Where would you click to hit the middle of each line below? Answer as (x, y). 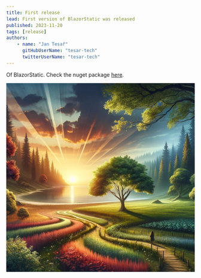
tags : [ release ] (26, 32)
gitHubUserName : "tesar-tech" (60, 51)
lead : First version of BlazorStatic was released (71, 19)
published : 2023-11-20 (34, 25)
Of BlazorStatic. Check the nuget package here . (65, 74)
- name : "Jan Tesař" (42, 44)
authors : (17, 38)
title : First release (33, 13)
